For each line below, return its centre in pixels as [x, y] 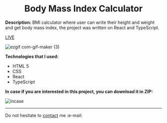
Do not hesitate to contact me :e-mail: [44, 115]
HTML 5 [21, 66]
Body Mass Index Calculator [83, 9]
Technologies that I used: [32, 56]
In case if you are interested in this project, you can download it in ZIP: [79, 91]
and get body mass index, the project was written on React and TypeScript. [82, 27]
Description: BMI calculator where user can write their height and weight [80, 22]
